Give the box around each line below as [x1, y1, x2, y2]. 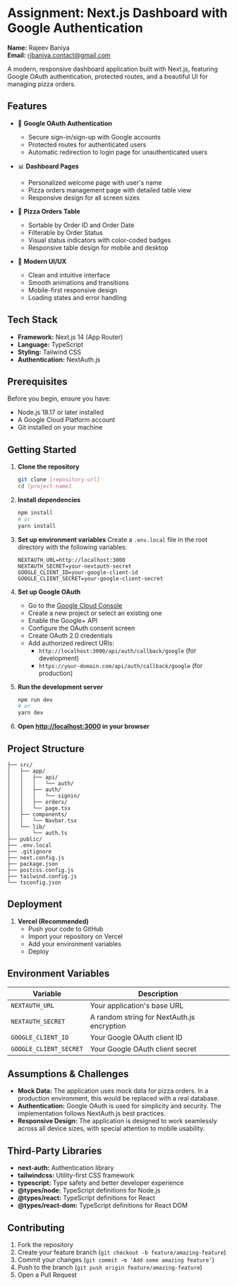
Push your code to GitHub [28, 924, 104, 933]
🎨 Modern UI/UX [17, 257, 67, 265]
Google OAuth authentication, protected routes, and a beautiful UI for [7, 72, 208, 81]
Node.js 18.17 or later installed [17, 408, 104, 417]
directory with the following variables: [17, 543, 128, 551]
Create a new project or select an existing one [28, 609, 162, 617]
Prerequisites [7, 375, 68, 387]
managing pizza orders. [7, 79, 76, 88]
